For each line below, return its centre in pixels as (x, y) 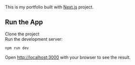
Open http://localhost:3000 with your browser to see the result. (68, 57)
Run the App (24, 22)
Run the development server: (34, 39)
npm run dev (17, 48)
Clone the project (22, 34)
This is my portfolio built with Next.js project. (49, 7)
